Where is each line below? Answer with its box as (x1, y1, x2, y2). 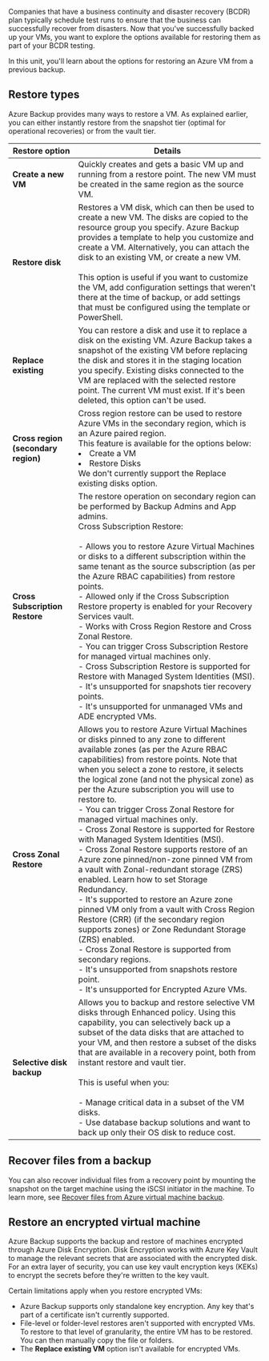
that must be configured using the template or (78, 302, 251, 313)
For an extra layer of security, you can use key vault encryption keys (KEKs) (8, 1262, 259, 1271)
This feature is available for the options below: (78, 438, 251, 449)
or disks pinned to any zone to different (78, 734, 226, 745)
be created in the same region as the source (78, 178, 244, 190)
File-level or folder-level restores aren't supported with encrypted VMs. (19, 1319, 255, 1328)
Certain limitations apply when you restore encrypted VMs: (8, 1286, 203, 1295)
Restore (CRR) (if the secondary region (78, 914, 225, 925)
